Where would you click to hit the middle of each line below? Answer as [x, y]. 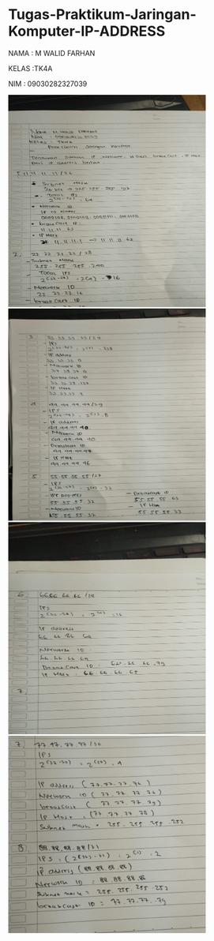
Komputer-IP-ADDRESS [87, 31]
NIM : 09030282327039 [48, 84]
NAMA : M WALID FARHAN [52, 53]
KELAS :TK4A [30, 68]
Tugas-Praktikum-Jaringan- [102, 15]
